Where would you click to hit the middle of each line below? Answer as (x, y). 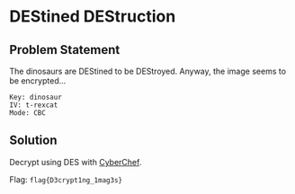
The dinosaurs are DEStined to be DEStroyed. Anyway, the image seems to (147, 71)
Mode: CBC (28, 113)
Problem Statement (65, 50)
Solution (33, 141)
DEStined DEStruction (93, 17)
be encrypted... (38, 81)
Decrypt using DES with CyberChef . (76, 162)
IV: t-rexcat (34, 105)
